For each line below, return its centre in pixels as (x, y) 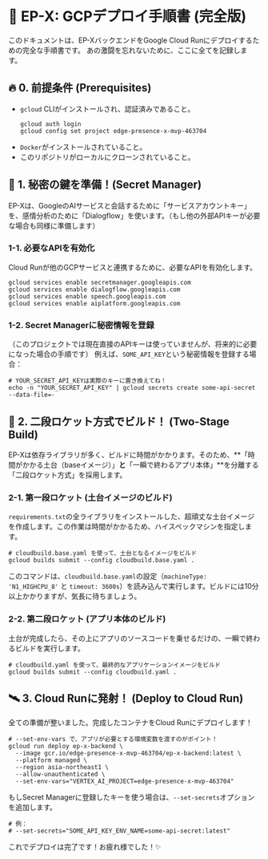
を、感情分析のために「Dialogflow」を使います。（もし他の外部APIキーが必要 (134, 215)
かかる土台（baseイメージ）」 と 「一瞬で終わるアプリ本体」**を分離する (140, 464)
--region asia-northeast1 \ (62, 768)
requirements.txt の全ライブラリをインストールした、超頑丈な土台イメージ (131, 517)
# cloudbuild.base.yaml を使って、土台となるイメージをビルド (103, 553)
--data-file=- (32, 395)
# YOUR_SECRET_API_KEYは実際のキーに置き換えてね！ (88, 381)
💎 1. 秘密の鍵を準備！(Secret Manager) (105, 185)
